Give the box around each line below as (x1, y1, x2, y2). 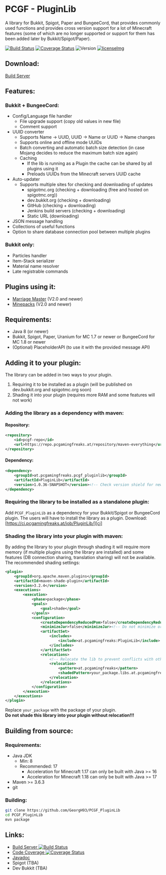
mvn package (5, 817, 30, 823)
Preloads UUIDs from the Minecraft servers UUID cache (27, 171, 141, 177)
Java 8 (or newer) (12, 328, 49, 335)
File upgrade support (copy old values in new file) (19, 118, 121, 124)
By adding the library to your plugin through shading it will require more (5, 544, 151, 550)
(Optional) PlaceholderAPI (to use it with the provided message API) (12, 344, 150, 350)
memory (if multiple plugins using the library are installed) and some (5, 549, 144, 555)
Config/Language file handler (12, 113, 73, 119)
